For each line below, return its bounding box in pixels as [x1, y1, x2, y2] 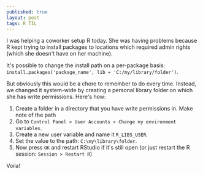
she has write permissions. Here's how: [6, 93, 106, 101]
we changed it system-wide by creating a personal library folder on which [6, 87, 193, 94]
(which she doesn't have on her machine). [6, 50, 113, 57]
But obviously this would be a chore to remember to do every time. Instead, [6, 80, 197, 87]
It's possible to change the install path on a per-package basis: [6, 62, 166, 69]
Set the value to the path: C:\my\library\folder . [15, 137, 137, 145]
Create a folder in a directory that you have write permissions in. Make [15, 105, 193, 112]
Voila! [6, 162, 21, 170]
